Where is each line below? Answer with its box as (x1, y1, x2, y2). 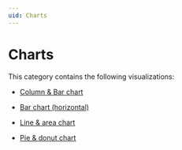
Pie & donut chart (19, 133, 76, 142)
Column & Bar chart (19, 87, 84, 96)
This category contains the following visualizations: (8, 72, 175, 81)
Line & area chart (19, 118, 76, 127)
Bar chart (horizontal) (19, 102, 89, 111)
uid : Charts (8, 11, 47, 20)
